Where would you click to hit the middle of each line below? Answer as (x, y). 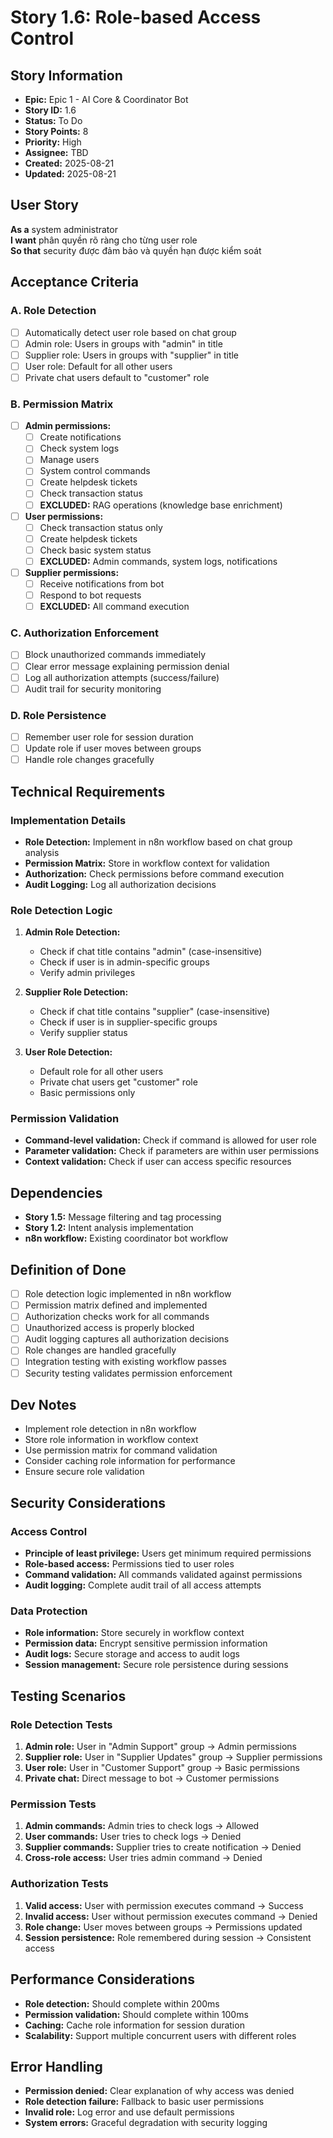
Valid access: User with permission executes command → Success (164, 1905)
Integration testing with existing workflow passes (125, 1362)
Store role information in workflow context (111, 1440)
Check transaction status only (101, 527)
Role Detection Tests (61, 1724)
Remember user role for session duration (109, 737)
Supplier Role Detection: (76, 992)
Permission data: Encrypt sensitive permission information (146, 1643)
